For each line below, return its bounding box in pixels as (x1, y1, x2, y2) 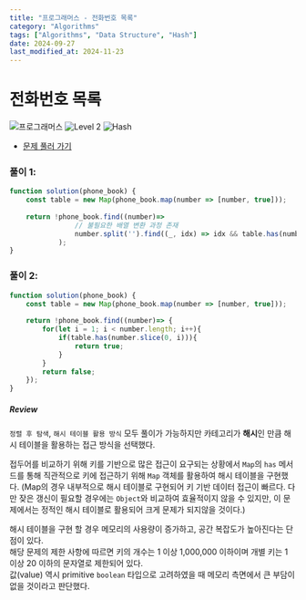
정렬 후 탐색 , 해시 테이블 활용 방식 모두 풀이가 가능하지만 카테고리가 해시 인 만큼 (9, 428, 282, 439)
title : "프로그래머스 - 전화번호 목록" (9, 13, 138, 23)
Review (9, 403, 38, 415)
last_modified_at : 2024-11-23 (9, 47, 125, 57)
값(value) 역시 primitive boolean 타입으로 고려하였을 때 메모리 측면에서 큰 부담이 (9, 569, 296, 580)
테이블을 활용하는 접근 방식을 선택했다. (18, 440, 156, 450)
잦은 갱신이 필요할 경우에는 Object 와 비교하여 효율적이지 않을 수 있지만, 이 (18, 493, 281, 504)
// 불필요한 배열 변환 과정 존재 (74, 221, 178, 230)
